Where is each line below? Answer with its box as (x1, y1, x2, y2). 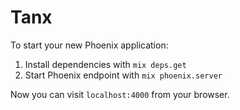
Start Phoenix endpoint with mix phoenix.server (24, 69, 223, 81)
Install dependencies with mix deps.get (24, 58, 187, 70)
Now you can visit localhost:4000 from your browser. (10, 88, 230, 100)
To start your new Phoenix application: (10, 39, 169, 51)
